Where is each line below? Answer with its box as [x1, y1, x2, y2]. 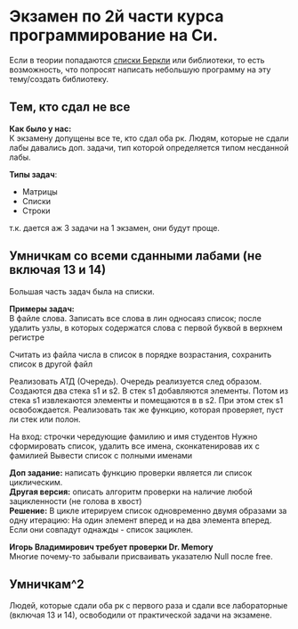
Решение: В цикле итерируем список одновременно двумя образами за [9, 505, 287, 516]
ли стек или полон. [9, 413, 82, 425]
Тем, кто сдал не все [9, 100, 131, 115]
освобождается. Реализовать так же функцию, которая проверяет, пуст [9, 404, 284, 415]
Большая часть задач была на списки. [9, 286, 155, 296]
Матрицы [21, 186, 58, 197]
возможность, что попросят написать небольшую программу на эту [9, 64, 271, 75]
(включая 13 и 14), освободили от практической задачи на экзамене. [9, 609, 273, 621]
